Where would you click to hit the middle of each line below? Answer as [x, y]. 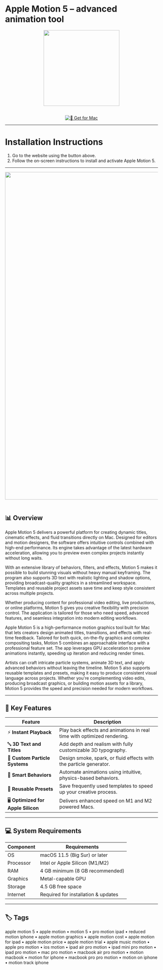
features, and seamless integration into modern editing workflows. [71, 618]
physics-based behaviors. [89, 778]
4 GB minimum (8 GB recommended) [82, 871]
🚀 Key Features [28, 708]
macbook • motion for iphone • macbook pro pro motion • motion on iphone [81, 957]
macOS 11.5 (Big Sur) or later [74, 855]
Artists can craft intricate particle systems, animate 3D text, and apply [75, 662]
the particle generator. [85, 764]
